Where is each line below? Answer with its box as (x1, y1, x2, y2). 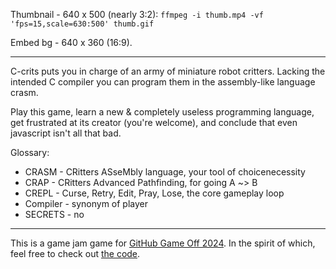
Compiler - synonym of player (24, 198, 149, 209)
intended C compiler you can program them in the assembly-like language (10, 76, 316, 88)
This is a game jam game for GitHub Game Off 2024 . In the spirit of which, (10, 237, 316, 249)
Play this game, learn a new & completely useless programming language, (10, 106, 315, 118)
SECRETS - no (24, 209, 85, 220)
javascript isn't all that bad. (10, 127, 122, 139)
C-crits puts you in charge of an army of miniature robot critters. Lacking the (10, 65, 326, 77)
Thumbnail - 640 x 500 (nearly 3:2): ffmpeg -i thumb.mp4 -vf (10, 9, 264, 20)
